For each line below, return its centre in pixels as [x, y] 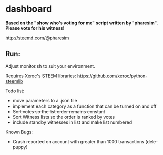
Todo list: [15, 91]
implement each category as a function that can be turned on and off [85, 106]
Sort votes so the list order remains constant [59, 111]
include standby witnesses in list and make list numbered [72, 122]
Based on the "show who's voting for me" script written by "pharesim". [82, 23]
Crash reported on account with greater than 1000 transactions [78, 141]
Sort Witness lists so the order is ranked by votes [64, 117]
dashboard [29, 9]
